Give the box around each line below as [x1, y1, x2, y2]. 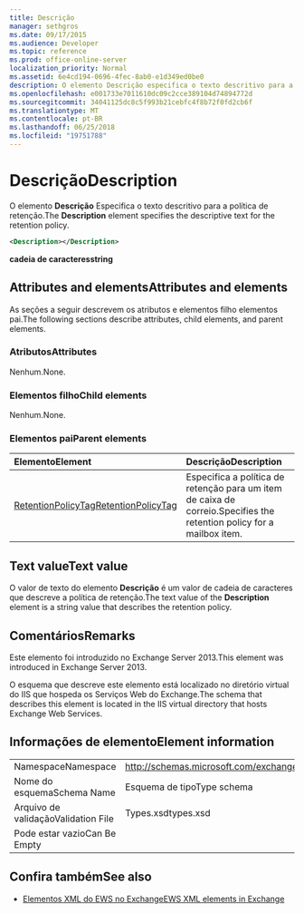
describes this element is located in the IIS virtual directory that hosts [9, 699, 268, 710]
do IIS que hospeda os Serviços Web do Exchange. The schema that [9, 689, 262, 700]
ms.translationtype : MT [9, 106, 100, 115]
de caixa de [185, 493, 235, 506]
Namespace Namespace [14, 760, 117, 772]
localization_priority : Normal [9, 64, 128, 73]
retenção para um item [185, 482, 282, 495]
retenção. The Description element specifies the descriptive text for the [9, 209, 276, 220]
